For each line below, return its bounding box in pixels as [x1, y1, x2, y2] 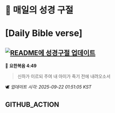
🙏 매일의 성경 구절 [5, 4, 74, 16]
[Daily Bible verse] [5, 28, 83, 39]
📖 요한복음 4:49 [5, 63, 37, 69]
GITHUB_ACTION [5, 100, 60, 109]
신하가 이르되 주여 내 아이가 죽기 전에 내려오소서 [17, 73, 111, 80]
